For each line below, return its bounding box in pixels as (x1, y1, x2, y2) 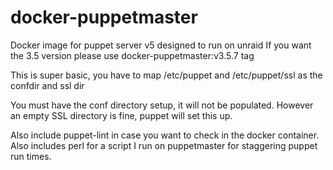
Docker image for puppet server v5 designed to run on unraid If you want (10, 39, 312, 51)
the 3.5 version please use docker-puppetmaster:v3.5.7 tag (10, 49, 255, 61)
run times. (10, 150, 52, 162)
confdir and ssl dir (10, 79, 85, 91)
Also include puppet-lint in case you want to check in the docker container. (10, 129, 320, 141)
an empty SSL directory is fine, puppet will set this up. (10, 109, 233, 121)
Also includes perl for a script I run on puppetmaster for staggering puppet (10, 139, 318, 151)
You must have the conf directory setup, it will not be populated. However (10, 99, 314, 111)
